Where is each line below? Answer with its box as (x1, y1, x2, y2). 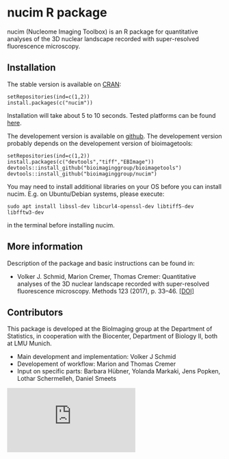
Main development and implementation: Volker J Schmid (16, 353, 176, 361)
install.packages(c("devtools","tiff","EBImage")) (7, 158, 154, 165)
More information (7, 241, 83, 253)
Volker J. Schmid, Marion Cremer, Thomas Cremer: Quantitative (16, 272, 196, 280)
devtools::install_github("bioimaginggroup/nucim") (7, 170, 157, 177)
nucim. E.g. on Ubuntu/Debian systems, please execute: (7, 190, 165, 198)
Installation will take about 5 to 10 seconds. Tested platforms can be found (7, 111, 217, 119)
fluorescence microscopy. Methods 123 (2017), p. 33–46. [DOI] (16, 286, 195, 295)
